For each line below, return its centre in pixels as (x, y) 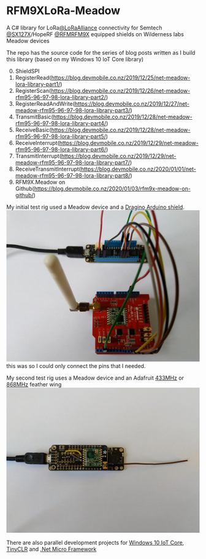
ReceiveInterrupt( (37, 143)
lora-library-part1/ (38, 84)
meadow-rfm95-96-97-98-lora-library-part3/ (73, 110)
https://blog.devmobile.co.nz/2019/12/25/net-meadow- (121, 77)
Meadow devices (28, 41)
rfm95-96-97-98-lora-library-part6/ (60, 149)
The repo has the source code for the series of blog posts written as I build (101, 52)
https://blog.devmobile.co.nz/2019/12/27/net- (132, 104)
